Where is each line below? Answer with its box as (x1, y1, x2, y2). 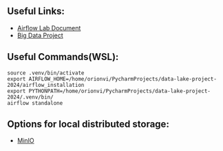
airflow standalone (7, 99, 63, 106)
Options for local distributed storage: (7, 119, 170, 130)
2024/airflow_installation (7, 81, 85, 88)
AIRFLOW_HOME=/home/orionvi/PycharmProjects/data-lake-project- (28, 75, 217, 82)
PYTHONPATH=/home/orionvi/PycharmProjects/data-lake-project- (28, 88, 211, 94)
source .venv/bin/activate (7, 69, 85, 77)
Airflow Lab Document (17, 23, 81, 32)
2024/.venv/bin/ (7, 93, 54, 101)
